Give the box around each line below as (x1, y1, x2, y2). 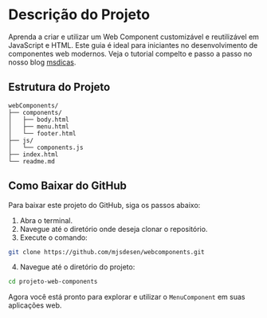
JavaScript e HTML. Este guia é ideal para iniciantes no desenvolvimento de (8, 40, 258, 49)
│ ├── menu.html (8, 122, 69, 131)
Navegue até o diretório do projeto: (19, 262, 135, 272)
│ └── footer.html (8, 129, 77, 137)
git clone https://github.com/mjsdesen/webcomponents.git (8, 248, 205, 256)
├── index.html (8, 150, 59, 159)
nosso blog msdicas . (8, 57, 77, 67)
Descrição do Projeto (8, 6, 150, 24)
